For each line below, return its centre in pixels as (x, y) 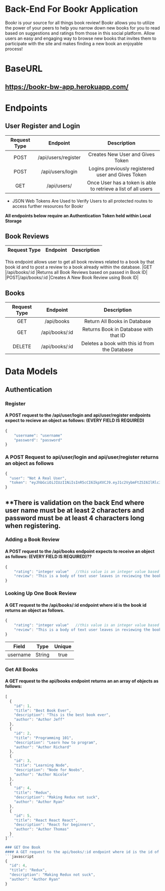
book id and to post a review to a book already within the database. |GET (79, 267)
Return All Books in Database (118, 322)
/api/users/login (59, 172)
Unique (63, 646)
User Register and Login (42, 126)
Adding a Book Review (32, 539)
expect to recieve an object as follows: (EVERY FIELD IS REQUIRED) (75, 420)
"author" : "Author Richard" (42, 747)
